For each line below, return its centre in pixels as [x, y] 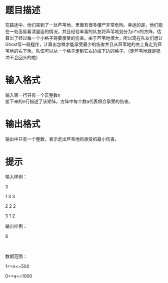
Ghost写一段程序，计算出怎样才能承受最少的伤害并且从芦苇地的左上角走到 [81, 44]
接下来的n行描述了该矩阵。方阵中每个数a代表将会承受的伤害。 [69, 101]
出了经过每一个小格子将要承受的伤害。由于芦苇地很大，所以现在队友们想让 [86, 38]
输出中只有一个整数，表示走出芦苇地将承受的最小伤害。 [62, 139]
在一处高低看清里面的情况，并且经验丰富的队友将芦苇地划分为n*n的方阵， [81, 31]
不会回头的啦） [25, 57]
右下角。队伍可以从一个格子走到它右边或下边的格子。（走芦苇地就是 [87, 51]
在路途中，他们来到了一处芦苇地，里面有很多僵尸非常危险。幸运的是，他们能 [84, 25]
